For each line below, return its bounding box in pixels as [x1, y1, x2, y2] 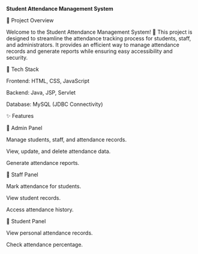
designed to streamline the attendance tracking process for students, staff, [6, 35, 191, 42]
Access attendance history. [6, 206, 74, 213]
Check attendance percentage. [6, 241, 83, 248]
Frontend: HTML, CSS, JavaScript [6, 78, 90, 84]
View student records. [6, 194, 61, 201]
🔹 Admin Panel [6, 125, 43, 131]
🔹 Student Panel [6, 218, 46, 225]
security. [6, 54, 28, 61]
